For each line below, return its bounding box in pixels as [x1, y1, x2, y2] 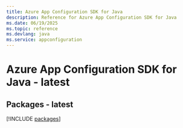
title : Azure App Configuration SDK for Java [6, 8, 123, 15]
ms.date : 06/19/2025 [6, 20, 59, 26]
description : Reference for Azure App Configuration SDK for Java [6, 14, 177, 20]
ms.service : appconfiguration [6, 37, 83, 43]
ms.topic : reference [6, 25, 59, 32]
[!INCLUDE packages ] [6, 115, 61, 122]
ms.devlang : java [6, 31, 50, 37]
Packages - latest [6, 99, 74, 109]
